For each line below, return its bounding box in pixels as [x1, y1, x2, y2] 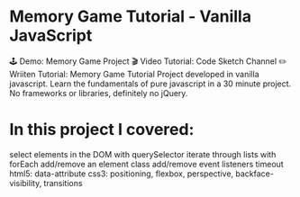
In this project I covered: [9, 120, 195, 140]
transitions [43, 177, 83, 188]
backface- [235, 168, 275, 179]
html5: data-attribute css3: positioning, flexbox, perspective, [9, 168, 234, 179]
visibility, [9, 177, 42, 188]
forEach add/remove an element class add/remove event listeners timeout [9, 158, 284, 169]
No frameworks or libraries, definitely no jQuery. [9, 87, 188, 98]
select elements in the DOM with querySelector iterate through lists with [9, 148, 277, 159]
